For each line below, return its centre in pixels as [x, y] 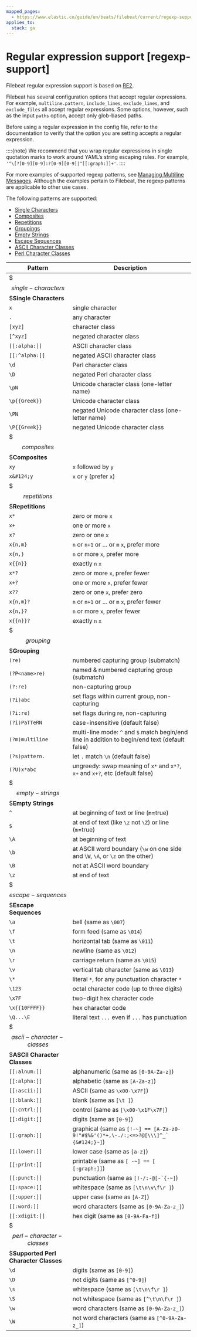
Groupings [27, 229]
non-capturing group [102, 687]
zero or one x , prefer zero [107, 592]
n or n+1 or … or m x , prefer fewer [117, 602]
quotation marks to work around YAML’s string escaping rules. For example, [98, 157]
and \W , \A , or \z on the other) [113, 856]
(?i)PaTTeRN [26, 723]
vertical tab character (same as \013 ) [123, 970]
